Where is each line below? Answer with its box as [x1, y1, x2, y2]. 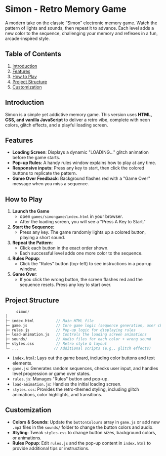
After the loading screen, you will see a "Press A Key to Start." [19, 219, 146, 225]
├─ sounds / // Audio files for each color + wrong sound [5, 337, 152, 342]
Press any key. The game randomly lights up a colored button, [19, 229, 146, 235]
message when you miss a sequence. [12, 181, 89, 187]
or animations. [12, 435, 42, 441]
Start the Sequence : [12, 224, 54, 230]
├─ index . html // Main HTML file [5, 318, 94, 323]
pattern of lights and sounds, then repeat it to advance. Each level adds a [5, 25, 154, 31]
